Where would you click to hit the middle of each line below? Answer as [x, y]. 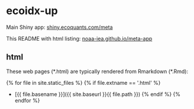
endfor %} [27, 100]
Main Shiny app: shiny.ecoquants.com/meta [60, 27]
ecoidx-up [32, 11]
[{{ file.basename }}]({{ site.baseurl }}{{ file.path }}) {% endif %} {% [98, 94]
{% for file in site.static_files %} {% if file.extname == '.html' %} [83, 82]
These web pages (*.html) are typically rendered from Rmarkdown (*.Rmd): [97, 71]
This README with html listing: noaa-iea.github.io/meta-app [79, 38]
